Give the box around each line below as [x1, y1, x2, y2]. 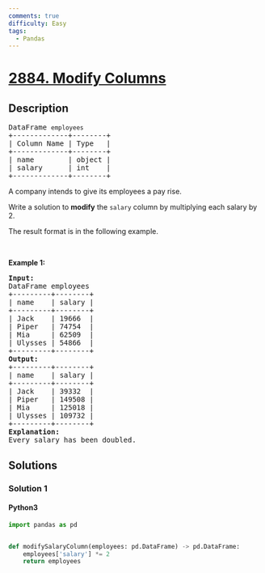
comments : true [8, 11, 60, 20]
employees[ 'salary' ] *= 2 [23, 550, 111, 558]
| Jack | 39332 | [8, 387, 95, 397]
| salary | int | [8, 163, 111, 172]
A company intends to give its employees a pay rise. [8, 187, 182, 197]
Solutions [8, 458, 58, 472]
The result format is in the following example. [8, 227, 159, 236]
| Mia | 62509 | [8, 330, 95, 340]
